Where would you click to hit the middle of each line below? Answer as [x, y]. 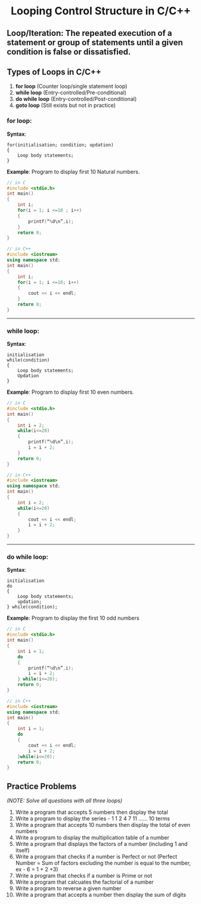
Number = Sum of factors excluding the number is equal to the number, [103, 863]
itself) [22, 850]
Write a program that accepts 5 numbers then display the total [92, 812]
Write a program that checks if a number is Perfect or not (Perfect [96, 857]
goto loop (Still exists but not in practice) [65, 105]
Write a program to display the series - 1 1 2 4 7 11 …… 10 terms [93, 819]
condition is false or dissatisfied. [69, 52]
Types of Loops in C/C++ [54, 72]
